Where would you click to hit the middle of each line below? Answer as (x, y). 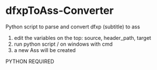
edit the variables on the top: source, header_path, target (82, 38)
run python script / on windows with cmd (63, 44)
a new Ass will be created (45, 50)
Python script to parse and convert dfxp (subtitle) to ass (73, 27)
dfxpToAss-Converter (60, 11)
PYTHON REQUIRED (30, 61)
